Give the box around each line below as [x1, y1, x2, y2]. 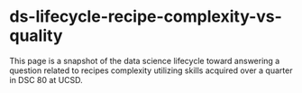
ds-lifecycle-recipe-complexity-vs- [9, 6, 282, 27]
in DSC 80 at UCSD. [9, 74, 83, 85]
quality [9, 25, 63, 46]
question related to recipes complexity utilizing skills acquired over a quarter [9, 65, 293, 76]
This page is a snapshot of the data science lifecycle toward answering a [9, 55, 280, 66]
